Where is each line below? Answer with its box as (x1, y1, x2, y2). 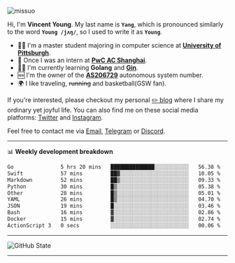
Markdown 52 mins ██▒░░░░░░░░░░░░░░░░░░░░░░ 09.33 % (7, 176, 220, 183)
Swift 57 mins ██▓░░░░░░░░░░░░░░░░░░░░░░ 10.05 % (7, 170, 220, 177)
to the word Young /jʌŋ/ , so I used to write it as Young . (7, 28, 162, 36)
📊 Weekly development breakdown (7, 148, 113, 155)
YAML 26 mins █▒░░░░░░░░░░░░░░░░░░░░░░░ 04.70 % (7, 196, 220, 203)
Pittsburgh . (17, 49, 51, 57)
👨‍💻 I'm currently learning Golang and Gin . (17, 64, 138, 71)
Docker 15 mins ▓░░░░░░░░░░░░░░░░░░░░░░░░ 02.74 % (7, 215, 220, 222)
